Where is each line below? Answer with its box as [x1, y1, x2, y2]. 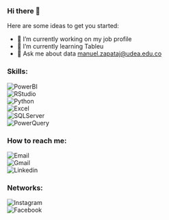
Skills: [7, 66, 29, 76]
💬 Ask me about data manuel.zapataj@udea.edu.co [16, 49, 162, 58]
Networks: [7, 183, 43, 193]
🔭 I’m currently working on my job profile [16, 35, 132, 43]
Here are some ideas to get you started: [7, 22, 120, 30]
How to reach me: [7, 136, 67, 145]
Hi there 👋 [7, 6, 41, 16]
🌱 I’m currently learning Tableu [16, 42, 104, 51]
